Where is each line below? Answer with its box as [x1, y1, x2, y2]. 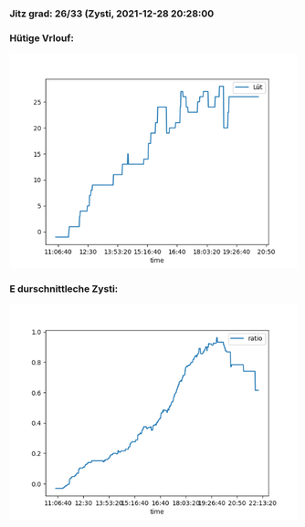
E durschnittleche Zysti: [9, 283, 119, 295]
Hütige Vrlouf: [9, 31, 75, 44]
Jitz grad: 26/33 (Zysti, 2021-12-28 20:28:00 [9, 7, 215, 20]
